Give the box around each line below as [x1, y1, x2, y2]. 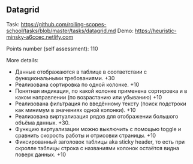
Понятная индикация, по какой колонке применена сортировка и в [14, 87, 188, 95]
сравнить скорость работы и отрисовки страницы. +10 [14, 132, 156, 139]
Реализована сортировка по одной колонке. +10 [14, 81, 140, 88]
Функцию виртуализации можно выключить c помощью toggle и [14, 125, 182, 132]
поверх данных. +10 [14, 151, 66, 158]
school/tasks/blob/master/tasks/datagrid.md [6, 27, 116, 34]
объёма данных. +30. [14, 119, 70, 126]
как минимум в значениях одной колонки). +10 [14, 106, 136, 113]
